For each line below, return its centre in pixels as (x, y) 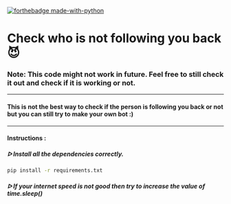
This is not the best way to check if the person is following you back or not (115, 107)
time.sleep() (25, 193)
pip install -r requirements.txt (55, 171)
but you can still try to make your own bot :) (70, 114)
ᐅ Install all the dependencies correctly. (65, 154)
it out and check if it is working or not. (71, 83)
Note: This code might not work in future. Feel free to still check (115, 74)
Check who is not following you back (114, 38)
